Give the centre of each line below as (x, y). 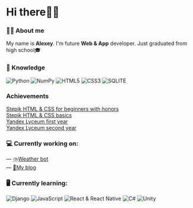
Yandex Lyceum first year (37, 121)
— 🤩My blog (21, 168)
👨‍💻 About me (25, 31)
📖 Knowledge (26, 68)
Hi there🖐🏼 (33, 12)
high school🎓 (24, 50)
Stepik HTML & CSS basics (39, 116)
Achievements (28, 96)
